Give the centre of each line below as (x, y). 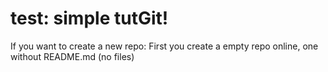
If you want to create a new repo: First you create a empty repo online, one (164, 46)
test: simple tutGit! (89, 18)
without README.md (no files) (72, 56)
